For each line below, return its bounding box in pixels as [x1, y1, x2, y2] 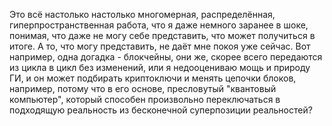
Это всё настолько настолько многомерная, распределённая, [9, 9, 276, 20]
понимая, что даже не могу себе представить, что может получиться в [9, 30, 316, 41]
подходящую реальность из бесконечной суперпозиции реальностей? [9, 104, 313, 116]
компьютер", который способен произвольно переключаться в [9, 94, 281, 105]
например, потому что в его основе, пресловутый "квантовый [9, 83, 277, 94]
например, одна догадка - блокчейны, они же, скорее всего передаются [9, 51, 323, 63]
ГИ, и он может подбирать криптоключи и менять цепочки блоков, [9, 72, 297, 84]
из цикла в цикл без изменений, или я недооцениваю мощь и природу [9, 62, 311, 73]
